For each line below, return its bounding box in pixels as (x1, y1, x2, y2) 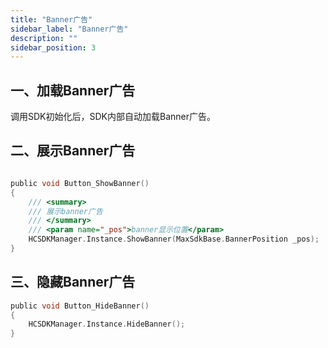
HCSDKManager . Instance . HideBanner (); (28, 319, 186, 330)
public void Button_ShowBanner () (10, 178, 150, 188)
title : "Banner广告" (10, 14, 93, 25)
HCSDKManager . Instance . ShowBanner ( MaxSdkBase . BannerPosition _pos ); (28, 234, 320, 245)
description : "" (10, 33, 78, 43)
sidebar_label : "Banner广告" (10, 24, 129, 34)
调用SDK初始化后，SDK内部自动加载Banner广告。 (10, 111, 216, 123)
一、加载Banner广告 (10, 82, 136, 99)
